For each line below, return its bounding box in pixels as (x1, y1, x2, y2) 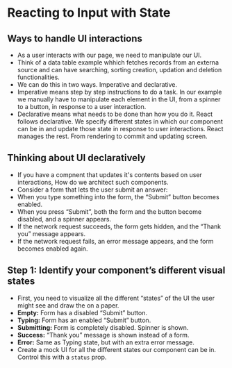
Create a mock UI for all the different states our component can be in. (17, 345, 217, 353)
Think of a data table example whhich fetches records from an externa (17, 58, 219, 67)
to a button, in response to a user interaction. (17, 103, 147, 110)
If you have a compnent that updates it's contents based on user (17, 170, 203, 178)
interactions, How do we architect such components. (17, 178, 169, 186)
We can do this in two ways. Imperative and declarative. (17, 81, 178, 88)
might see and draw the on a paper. (17, 301, 119, 310)
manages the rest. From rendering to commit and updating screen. (17, 132, 208, 140)
